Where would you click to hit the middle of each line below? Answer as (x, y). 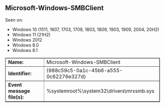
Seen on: (14, 20)
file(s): (16, 97)
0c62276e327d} (66, 77)
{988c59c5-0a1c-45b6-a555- (84, 70)
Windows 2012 (27, 40)
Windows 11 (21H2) (31, 34)
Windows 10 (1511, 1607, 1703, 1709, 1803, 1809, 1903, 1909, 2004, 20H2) (86, 29)
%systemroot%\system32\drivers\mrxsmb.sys (100, 91)
